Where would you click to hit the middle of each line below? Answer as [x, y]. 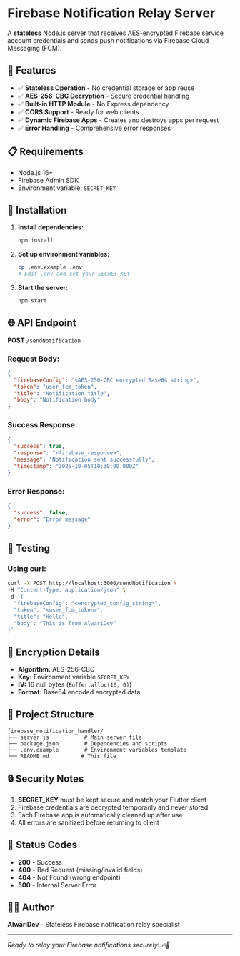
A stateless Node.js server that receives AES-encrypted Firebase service [115, 33]
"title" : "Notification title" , [62, 393]
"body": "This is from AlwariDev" [65, 623]
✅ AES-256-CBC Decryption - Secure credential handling [104, 96]
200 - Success [40, 862]
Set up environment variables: [64, 254]
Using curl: [27, 568]
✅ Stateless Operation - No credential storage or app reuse [106, 88]
